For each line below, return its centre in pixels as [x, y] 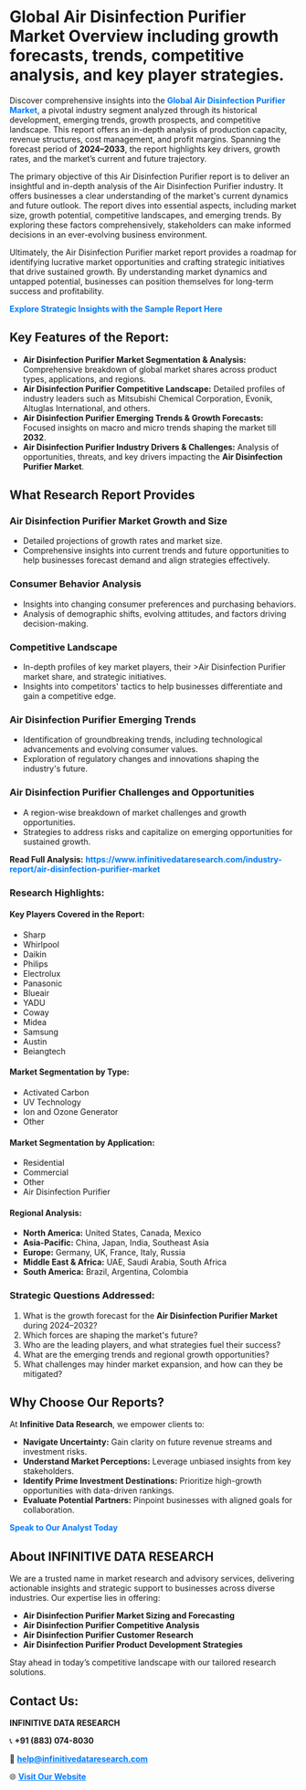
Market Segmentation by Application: [82, 1142]
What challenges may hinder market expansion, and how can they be [153, 1364]
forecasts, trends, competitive [127, 56]
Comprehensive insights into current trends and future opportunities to [156, 551]
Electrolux [42, 973]
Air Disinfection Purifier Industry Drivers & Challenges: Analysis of [151, 447]
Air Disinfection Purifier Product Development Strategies [133, 1645]
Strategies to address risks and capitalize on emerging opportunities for [158, 831]
